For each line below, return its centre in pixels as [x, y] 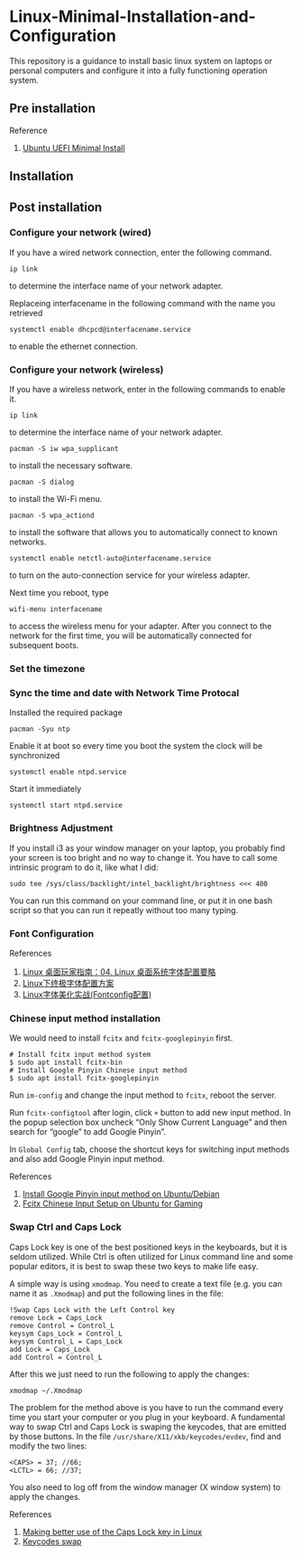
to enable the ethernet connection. [73, 346]
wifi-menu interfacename [56, 609]
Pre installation [53, 109]
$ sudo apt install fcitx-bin [66, 1063]
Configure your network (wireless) [87, 370]
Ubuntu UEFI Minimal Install [73, 147]
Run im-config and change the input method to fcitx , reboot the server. [143, 1095]
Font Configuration [52, 933]
